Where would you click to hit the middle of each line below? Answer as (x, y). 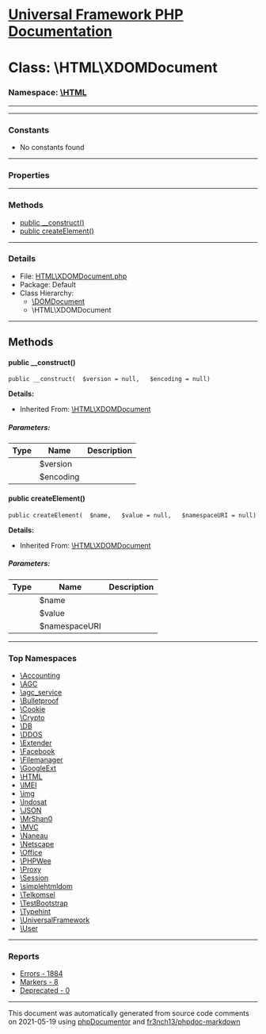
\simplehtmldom (46, 886)
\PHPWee (35, 861)
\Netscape (37, 844)
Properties (29, 175)
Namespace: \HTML (47, 93)
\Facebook (37, 751)
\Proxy (30, 869)
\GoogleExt (38, 768)
